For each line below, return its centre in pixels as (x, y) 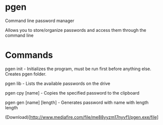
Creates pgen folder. (26, 74)
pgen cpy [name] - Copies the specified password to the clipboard (72, 93)
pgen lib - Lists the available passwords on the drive (58, 83)
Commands (29, 55)
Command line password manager (40, 21)
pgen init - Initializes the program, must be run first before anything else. (78, 69)
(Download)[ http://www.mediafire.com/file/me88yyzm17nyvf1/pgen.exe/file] (82, 117)
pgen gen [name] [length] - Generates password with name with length (77, 102)
